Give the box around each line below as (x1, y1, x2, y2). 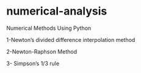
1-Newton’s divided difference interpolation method (6, 36, 136, 43)
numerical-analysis (6, 4, 107, 18)
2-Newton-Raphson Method (6, 47, 78, 55)
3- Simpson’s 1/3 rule (6, 60, 60, 67)
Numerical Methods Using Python (6, 24, 92, 32)
